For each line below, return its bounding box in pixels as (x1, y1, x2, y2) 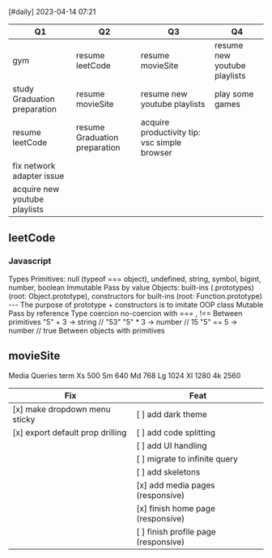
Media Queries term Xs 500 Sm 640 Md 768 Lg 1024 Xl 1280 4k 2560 (8, 370, 241, 380)
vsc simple (140, 137, 182, 148)
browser (140, 147, 172, 158)
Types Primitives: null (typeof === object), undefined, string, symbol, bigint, (8, 274, 261, 283)
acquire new (12, 184, 60, 194)
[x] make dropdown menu (12, 403, 111, 415)
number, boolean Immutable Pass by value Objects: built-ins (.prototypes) (8, 283, 255, 292)
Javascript (8, 255, 52, 266)
